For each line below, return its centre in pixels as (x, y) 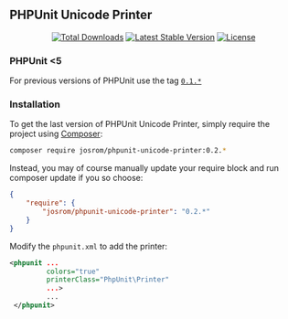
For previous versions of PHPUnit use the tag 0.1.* (106, 80)
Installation (35, 104)
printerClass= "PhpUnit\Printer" (108, 280)
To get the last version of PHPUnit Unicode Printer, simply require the (140, 124)
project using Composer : (56, 134)
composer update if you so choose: (76, 178)
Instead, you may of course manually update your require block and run (144, 168)
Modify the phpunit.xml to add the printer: (88, 246)
